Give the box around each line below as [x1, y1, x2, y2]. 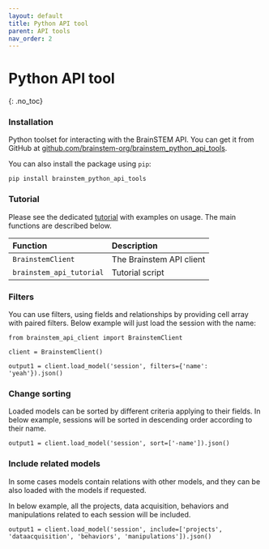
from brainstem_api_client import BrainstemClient [8, 334, 183, 342]
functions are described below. [8, 221, 112, 230]
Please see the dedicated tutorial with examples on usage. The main [8, 212, 237, 221]
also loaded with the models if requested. [8, 485, 147, 495]
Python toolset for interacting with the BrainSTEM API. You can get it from [8, 135, 254, 144]
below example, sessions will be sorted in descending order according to [8, 415, 253, 425]
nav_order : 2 [8, 34, 53, 43]
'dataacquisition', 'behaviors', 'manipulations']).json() [8, 532, 212, 540]
